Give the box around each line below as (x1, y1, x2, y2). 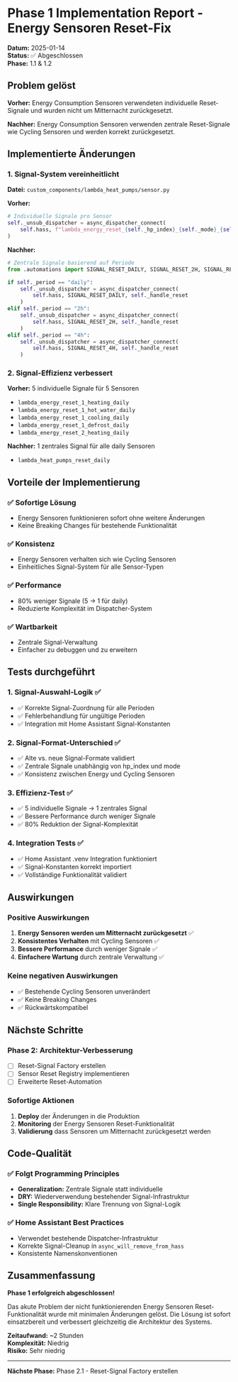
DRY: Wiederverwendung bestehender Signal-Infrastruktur (17, 1192, 190, 1201)
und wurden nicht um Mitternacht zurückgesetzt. (30, 106, 174, 114)
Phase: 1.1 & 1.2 (7, 59, 52, 67)
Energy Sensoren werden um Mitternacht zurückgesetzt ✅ (17, 929, 194, 937)
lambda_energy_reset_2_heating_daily (17, 430, 130, 437)
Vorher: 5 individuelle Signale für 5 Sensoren (7, 384, 140, 393)
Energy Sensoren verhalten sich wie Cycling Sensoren (17, 555, 176, 564)
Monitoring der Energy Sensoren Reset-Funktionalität (17, 1119, 175, 1128)
